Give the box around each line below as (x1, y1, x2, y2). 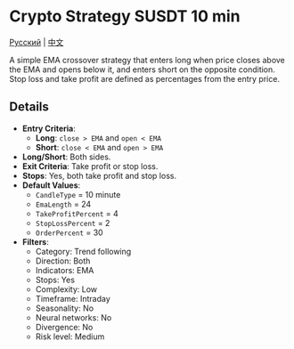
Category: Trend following (35, 246, 132, 256)
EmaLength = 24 (35, 199, 92, 209)
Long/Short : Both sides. (21, 151, 111, 162)
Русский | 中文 (9, 37, 64, 47)
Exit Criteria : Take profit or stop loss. (21, 160, 159, 171)
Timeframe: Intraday (35, 293, 110, 304)
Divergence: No (35, 321, 94, 332)
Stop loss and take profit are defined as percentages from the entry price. (9, 73, 281, 84)
